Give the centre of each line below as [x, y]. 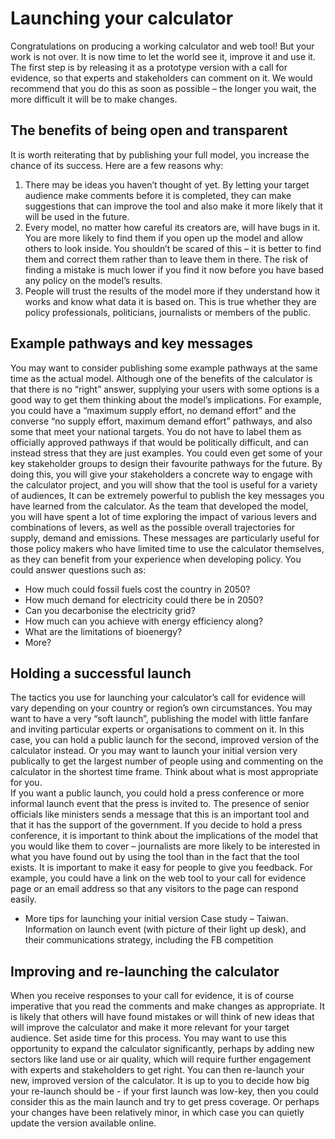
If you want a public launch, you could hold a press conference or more [157, 793]
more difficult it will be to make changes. [94, 99]
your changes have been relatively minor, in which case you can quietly [157, 1113]
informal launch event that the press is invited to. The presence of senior [160, 804]
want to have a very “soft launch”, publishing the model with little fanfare [159, 719]
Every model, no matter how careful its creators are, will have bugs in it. [172, 227]
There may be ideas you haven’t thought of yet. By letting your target [167, 184]
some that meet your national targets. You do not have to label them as [156, 431]
